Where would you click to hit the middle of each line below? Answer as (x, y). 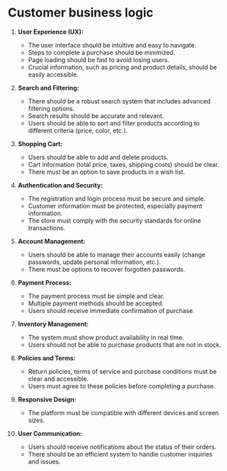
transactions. (46, 228)
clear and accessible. (58, 379)
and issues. (44, 461)
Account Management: (51, 241)
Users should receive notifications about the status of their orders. (122, 447)
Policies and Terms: (47, 358)
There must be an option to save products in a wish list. (106, 172)
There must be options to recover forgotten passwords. (106, 269)
